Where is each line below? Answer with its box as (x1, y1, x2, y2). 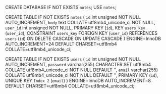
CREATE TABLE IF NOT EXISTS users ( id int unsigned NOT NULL (5, 56, 141, 62)
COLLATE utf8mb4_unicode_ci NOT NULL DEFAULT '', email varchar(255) (5, 67, 158, 73)
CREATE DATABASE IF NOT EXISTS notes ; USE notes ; (5, 5, 117, 10)
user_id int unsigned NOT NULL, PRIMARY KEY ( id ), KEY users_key (5, 25, 145, 31)
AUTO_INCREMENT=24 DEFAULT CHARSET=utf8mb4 (5, 41, 117, 47)
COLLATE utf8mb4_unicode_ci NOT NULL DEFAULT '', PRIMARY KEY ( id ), (5, 72, 158, 78)
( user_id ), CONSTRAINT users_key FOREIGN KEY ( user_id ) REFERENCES (5, 30, 158, 36)
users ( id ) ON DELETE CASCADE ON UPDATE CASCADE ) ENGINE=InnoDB (5, 35, 161, 41)
